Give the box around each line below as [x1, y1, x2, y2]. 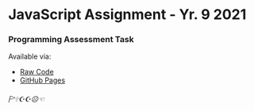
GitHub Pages [19, 75, 66, 85]
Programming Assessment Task [8, 34, 134, 45]
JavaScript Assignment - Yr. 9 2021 [8, 6, 247, 24]
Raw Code [19, 67, 54, 77]
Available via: [8, 52, 52, 61]
